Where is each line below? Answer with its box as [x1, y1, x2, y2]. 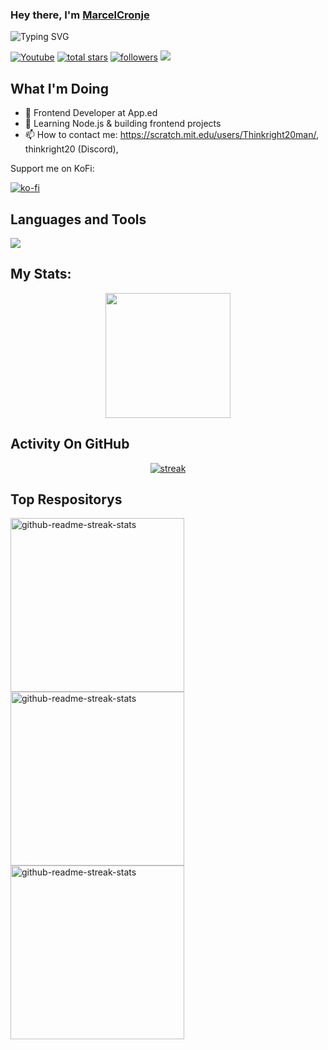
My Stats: [10, 266, 72, 283]
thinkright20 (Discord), [24, 143, 119, 155]
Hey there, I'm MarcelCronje [10, 8, 150, 22]
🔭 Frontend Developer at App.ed [24, 107, 158, 119]
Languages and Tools [10, 211, 147, 228]
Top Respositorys [10, 491, 123, 508]
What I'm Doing [10, 80, 109, 97]
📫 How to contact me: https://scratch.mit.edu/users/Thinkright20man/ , [24, 129, 320, 141]
